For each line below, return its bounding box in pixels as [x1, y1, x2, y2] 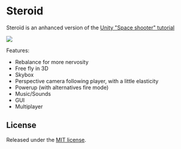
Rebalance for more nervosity [14, 58, 89, 65]
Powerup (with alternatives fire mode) [14, 84, 109, 91]
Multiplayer [14, 103, 43, 110]
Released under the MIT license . [6, 136, 87, 143]
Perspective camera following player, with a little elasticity [14, 77, 159, 84]
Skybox [14, 71, 34, 78]
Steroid [6, 4, 44, 18]
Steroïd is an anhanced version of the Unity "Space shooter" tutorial [6, 24, 175, 31]
